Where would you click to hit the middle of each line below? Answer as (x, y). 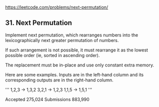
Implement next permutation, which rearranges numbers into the (72, 35)
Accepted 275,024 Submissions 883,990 (47, 99)
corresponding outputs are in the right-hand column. (59, 80)
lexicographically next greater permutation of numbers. (62, 40)
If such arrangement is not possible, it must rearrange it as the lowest (77, 50)
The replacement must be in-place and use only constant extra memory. (79, 65)
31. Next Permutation (39, 23)
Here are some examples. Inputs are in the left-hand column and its (74, 74)
